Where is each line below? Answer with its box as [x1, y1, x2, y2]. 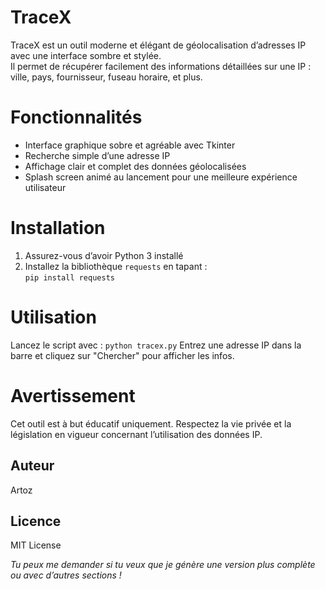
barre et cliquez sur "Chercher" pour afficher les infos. [10, 349, 235, 361]
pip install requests [24, 272, 115, 283]
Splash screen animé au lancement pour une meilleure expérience [24, 171, 298, 183]
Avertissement [10, 384, 136, 407]
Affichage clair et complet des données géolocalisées [24, 160, 247, 172]
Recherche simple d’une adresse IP [24, 149, 171, 161]
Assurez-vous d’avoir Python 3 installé [24, 249, 184, 261]
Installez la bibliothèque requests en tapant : [24, 260, 208, 272]
